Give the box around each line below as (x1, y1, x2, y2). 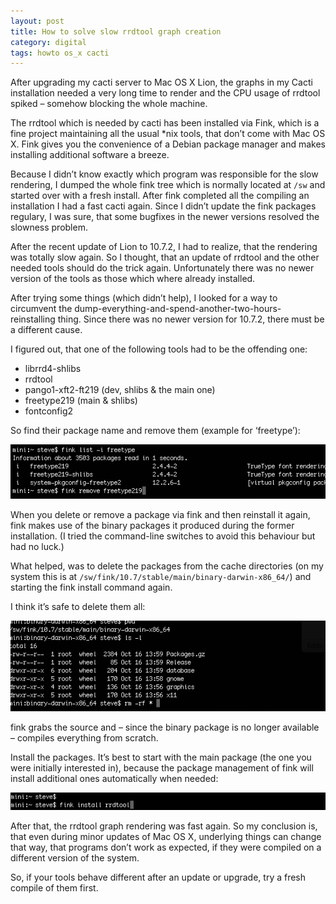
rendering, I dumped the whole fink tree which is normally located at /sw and (10, 179, 326, 191)
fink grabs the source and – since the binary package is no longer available (10, 721, 320, 733)
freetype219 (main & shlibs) (24, 395, 138, 407)
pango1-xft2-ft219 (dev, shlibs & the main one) (24, 384, 216, 396)
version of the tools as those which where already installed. (10, 273, 256, 285)
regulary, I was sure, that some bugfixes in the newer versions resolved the (10, 211, 320, 223)
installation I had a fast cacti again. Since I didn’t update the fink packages (10, 200, 317, 212)
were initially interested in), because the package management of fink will (10, 761, 314, 774)
